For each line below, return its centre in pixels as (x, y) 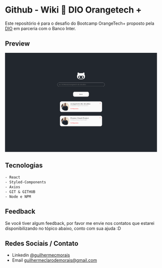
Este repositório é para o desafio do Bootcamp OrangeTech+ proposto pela (80, 23)
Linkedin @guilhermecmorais (41, 255)
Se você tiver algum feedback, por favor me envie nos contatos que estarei (80, 223)
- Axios (13, 187)
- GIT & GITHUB (20, 192)
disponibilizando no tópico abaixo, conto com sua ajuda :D (63, 228)
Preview (18, 44)
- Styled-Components (26, 182)
